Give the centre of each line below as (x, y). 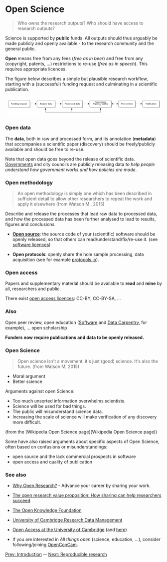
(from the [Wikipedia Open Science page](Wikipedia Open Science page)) (81, 431)
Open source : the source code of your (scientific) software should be (84, 234)
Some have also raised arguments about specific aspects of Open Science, (82, 441)
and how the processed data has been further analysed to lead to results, (81, 219)
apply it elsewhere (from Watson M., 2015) (61, 204)
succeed (21, 500)
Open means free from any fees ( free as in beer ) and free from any (74, 58)
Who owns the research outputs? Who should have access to (80, 23)
